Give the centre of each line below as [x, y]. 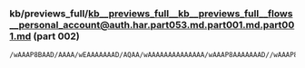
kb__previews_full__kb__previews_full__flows [190, 14]
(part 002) [56, 36]
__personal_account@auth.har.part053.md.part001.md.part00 [152, 24]
